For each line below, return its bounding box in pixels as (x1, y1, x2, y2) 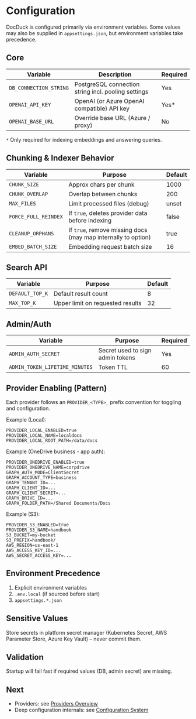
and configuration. (6, 405, 51, 412)
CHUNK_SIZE (9, 181, 39, 188)
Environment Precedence (6, 569, 100, 578)
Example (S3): (6, 511, 40, 518)
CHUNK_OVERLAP (9, 190, 48, 197)
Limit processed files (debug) (68, 199, 150, 207)
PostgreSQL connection (74, 80, 140, 88)
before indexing (68, 216, 112, 224)
